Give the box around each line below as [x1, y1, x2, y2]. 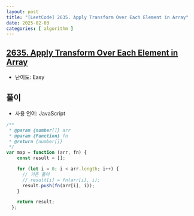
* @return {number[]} [8, 138, 63, 144]
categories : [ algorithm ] [6, 25, 74, 32]
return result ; [17, 199, 55, 205]
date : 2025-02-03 [6, 20, 50, 26]
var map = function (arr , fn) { [6, 150, 87, 156]
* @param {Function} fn [8, 133, 68, 139]
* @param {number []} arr [8, 127, 71, 133]
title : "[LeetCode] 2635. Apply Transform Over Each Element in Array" [6, 14, 189, 20]
